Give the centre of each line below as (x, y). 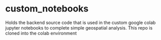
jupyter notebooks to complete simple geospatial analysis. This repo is (79, 27)
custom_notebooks (47, 9)
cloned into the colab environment (41, 33)
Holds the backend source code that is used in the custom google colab (80, 22)
